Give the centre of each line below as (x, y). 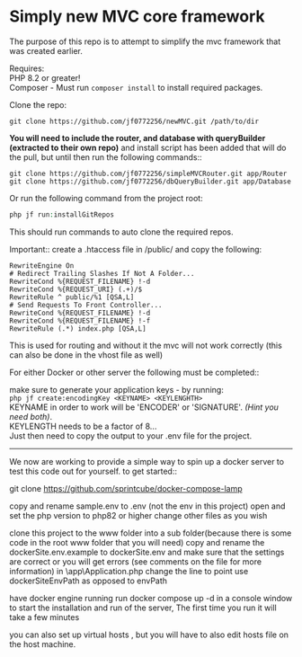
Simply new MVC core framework (137, 17)
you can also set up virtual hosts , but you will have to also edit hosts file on (149, 635)
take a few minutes (44, 617)
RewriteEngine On (42, 266)
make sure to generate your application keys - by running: (117, 389)
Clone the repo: (38, 104)
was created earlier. (46, 50)
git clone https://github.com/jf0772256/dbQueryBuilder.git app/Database (151, 182)
